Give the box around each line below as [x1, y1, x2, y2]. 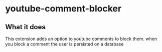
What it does [5, 23, 46, 31]
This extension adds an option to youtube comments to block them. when [5, 36, 157, 42]
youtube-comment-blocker [5, 3, 122, 14]
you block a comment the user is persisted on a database [5, 41, 124, 47]
